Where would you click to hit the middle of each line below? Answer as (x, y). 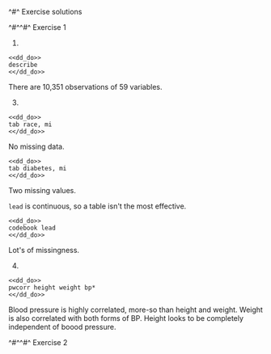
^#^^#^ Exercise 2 (38, 342)
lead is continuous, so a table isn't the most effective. (97, 206)
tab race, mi (30, 124)
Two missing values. (42, 190)
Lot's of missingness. (44, 250)
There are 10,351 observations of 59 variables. (85, 87)
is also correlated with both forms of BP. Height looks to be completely (126, 318)
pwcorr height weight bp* (52, 288)
